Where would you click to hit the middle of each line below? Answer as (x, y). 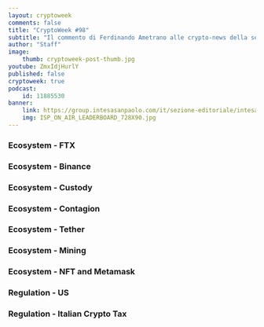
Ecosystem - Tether (46, 230)
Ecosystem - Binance (50, 166)
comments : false (35, 23)
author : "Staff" (35, 45)
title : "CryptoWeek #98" (49, 30)
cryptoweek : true (37, 81)
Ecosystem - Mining (47, 251)
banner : (21, 103)
